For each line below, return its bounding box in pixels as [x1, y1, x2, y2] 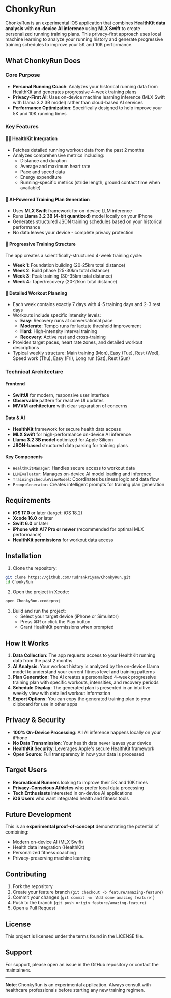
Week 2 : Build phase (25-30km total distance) [12, 268, 109, 274]
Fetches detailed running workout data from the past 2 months [12, 147, 144, 153]
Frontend [5, 380, 25, 387]
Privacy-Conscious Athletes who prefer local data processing [12, 785, 144, 791]
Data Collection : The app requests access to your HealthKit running [12, 652, 156, 658]
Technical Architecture [5, 368, 64, 375]
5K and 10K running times [12, 110, 67, 116]
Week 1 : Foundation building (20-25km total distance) [12, 262, 126, 268]
